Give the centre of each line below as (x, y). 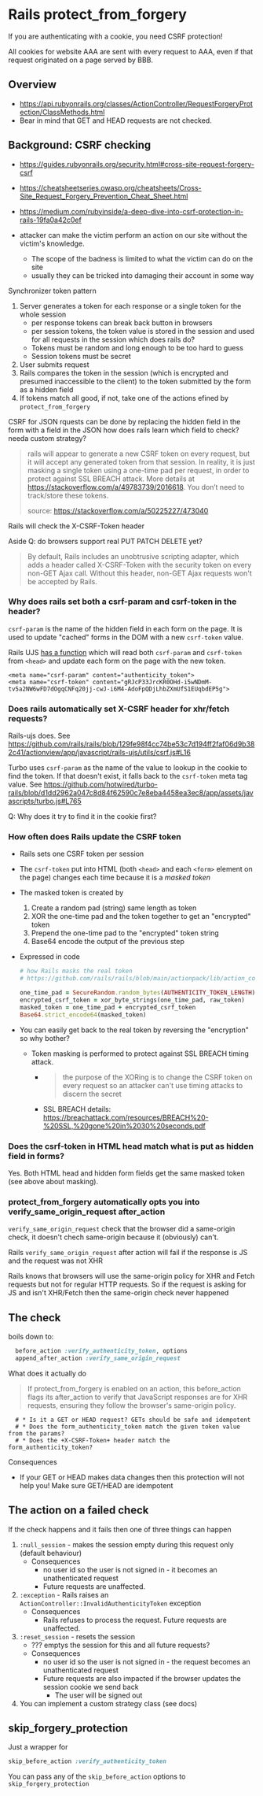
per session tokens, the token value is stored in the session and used (143, 331)
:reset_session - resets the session (77, 1636)
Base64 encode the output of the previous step (108, 942)
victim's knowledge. (52, 243)
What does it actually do (47, 1373)
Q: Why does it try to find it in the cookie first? (82, 817)
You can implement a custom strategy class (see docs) (108, 1703)
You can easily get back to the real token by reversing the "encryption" (134, 1030)
